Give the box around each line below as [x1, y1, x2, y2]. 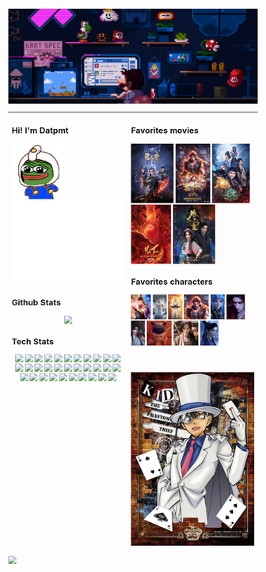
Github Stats [11, 297, 62, 309]
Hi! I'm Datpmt [11, 125, 69, 136]
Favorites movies [131, 125, 199, 136]
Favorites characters [131, 276, 213, 287]
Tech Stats [11, 335, 54, 347]
